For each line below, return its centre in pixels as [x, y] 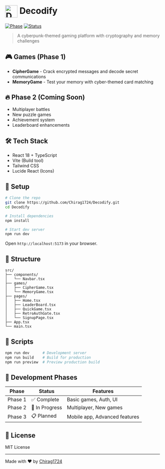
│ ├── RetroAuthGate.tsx [33, 314]
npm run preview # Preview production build [52, 362]
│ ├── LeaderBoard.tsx [30, 305]
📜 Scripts [19, 342]
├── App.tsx [17, 322]
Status [47, 391]
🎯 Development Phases [41, 377]
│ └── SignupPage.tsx [29, 318]
